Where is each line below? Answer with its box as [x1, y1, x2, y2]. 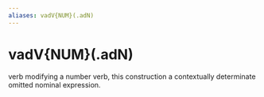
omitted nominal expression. [8, 80, 101, 89]
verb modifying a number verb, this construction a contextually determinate [8, 72, 256, 81]
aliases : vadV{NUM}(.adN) [8, 11, 94, 20]
